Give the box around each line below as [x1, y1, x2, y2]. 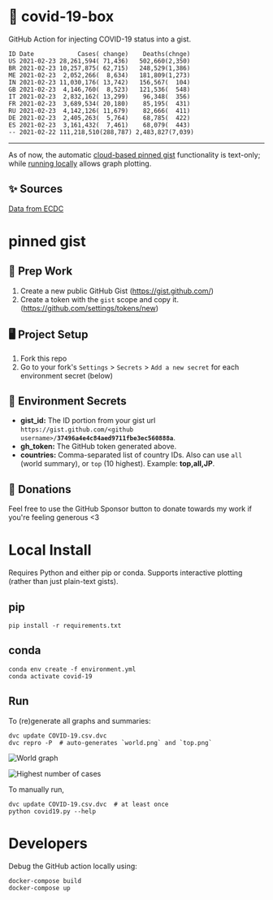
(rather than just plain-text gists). [8, 577, 119, 586]
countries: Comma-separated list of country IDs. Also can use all [19, 450, 242, 460]
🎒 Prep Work [8, 264, 73, 279]
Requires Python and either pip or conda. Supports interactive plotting [8, 568, 243, 578]
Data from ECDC [8, 203, 64, 214]
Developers [8, 834, 88, 852]
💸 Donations [8, 482, 71, 496]
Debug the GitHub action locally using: [8, 861, 138, 871]
